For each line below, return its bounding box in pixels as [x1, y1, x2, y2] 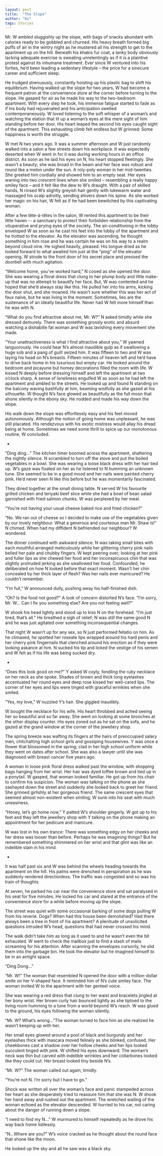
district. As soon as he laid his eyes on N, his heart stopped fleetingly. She [5, 156, 154, 162]
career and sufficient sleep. [5, 70, 60, 76]
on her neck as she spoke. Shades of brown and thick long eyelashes [5, 674, 145, 680]
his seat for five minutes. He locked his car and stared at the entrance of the [5, 893, 158, 899]
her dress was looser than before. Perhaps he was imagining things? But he [5, 834, 157, 840]
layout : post [5, 7, 32, 12]
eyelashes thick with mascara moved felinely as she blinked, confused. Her [5, 1037, 156, 1043]
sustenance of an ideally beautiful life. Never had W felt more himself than [5, 300, 154, 305]
